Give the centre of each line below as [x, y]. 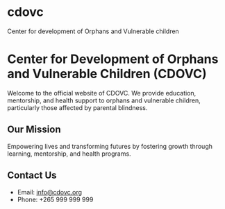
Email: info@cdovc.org [49, 192]
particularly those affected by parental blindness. [77, 107]
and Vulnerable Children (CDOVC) [107, 74]
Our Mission [34, 130]
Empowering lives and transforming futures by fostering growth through [110, 146]
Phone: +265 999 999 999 [55, 199]
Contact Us [32, 175]
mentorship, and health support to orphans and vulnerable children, [104, 100]
